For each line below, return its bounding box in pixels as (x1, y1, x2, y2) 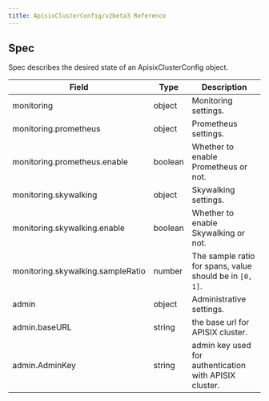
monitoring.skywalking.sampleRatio (12, 265, 146, 277)
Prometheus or (191, 161, 248, 172)
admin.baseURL (12, 322, 72, 333)
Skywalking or (191, 228, 246, 239)
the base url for (191, 317, 250, 328)
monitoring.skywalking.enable (12, 222, 126, 233)
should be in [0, (191, 270, 253, 282)
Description (201, 82, 247, 93)
